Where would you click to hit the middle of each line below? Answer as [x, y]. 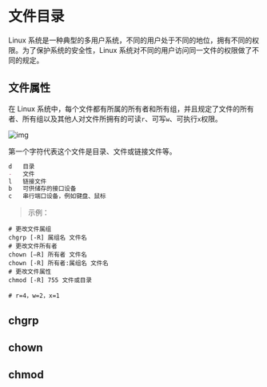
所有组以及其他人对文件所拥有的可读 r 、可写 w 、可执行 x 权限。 [122, 119]
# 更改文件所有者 [33, 246]
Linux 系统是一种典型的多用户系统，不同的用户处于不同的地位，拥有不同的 [130, 40]
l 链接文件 [28, 181]
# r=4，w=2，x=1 [34, 296]
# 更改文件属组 [30, 229]
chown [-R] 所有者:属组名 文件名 [59, 264]
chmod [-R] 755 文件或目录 [50, 280]
